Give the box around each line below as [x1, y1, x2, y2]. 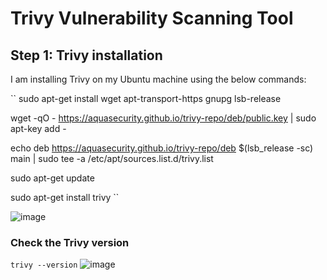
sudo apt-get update [10, 172, 95, 184]
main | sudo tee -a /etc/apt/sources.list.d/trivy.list [10, 153, 214, 164]
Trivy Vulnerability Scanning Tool [10, 7, 294, 30]
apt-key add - [10, 123, 67, 134]
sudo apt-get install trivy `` [10, 192, 120, 203]
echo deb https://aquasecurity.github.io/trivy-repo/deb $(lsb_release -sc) [10, 142, 314, 154]
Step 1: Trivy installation [10, 47, 163, 64]
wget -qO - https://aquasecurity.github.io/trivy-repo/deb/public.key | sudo [10, 112, 317, 124]
